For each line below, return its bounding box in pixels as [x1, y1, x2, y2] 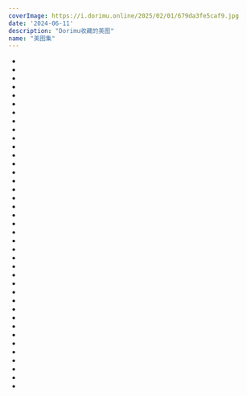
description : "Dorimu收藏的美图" [8, 27, 114, 35]
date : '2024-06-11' [8, 19, 74, 27]
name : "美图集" [8, 34, 56, 43]
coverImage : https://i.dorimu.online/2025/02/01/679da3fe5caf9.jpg [8, 11, 240, 20]
